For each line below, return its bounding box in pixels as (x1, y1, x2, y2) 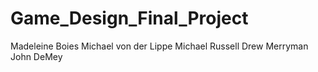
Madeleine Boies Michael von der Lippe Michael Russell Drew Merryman (10, 40, 309, 52)
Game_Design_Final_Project (10, 7, 249, 30)
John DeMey (10, 50, 63, 62)
